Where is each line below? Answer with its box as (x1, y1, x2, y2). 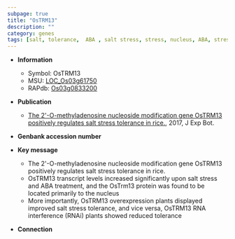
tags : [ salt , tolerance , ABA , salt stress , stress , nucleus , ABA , (7, 36, 211, 43)
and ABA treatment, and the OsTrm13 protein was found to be (27, 182, 205, 190)
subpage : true (7, 10, 49, 18)
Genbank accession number (17, 132, 101, 141)
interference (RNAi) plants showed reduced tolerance (27, 212, 182, 220)
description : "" (7, 23, 55, 30)
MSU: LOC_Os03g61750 (27, 76, 97, 85)
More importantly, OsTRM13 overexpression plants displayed (27, 197, 203, 205)
